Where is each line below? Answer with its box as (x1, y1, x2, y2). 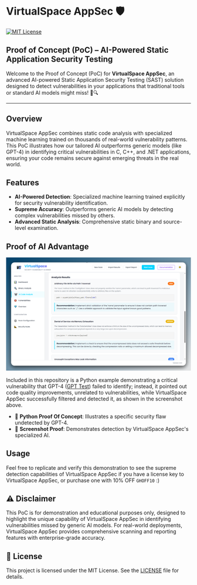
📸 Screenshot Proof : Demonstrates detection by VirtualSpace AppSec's (14, 425, 189, 432)
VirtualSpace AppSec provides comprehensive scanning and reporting (6, 528, 177, 535)
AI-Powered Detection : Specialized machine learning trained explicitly (14, 193, 185, 200)
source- (163, 218, 183, 225)
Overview (6, 114, 43, 124)
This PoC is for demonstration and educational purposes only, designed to (6, 509, 186, 516)
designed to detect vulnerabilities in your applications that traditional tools (6, 82, 185, 89)
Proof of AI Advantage (6, 242, 89, 252)
